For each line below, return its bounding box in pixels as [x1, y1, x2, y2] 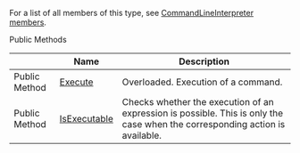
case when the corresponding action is [121, 118, 286, 130]
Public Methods [9, 35, 67, 44]
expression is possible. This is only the [121, 107, 284, 119]
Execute [59, 76, 94, 88]
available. [121, 129, 162, 141]
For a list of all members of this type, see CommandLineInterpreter [9, 8, 254, 18]
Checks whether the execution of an [121, 96, 274, 108]
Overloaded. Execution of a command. [121, 76, 283, 88]
